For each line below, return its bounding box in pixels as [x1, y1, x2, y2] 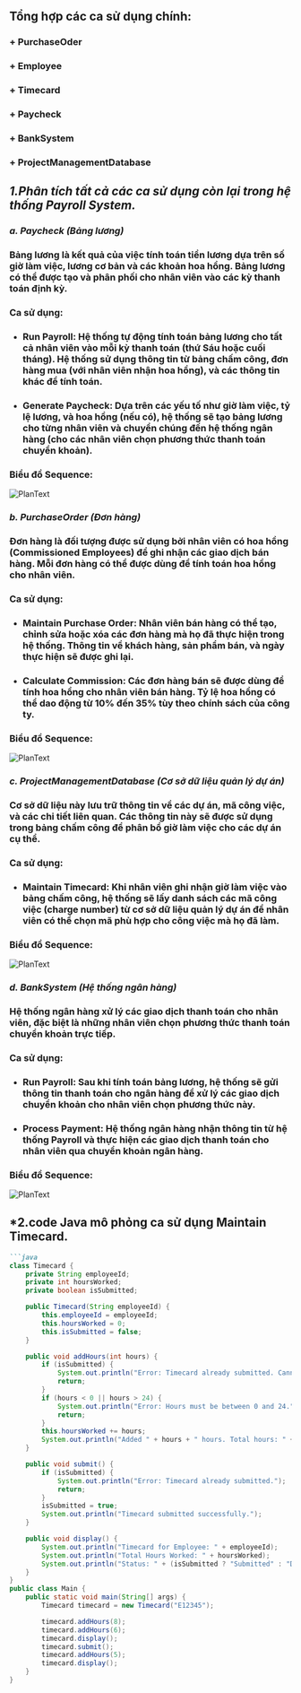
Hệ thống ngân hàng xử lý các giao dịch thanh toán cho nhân [9, 1005, 279, 1018]
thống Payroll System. [9, 198, 136, 213]
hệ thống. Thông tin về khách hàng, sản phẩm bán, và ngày [21, 638, 285, 651]
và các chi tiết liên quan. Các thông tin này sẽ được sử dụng [9, 810, 273, 822]
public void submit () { [25, 1460, 115, 1469]
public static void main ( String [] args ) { [25, 1593, 186, 1602]
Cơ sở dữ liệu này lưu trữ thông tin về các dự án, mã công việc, [9, 799, 285, 812]
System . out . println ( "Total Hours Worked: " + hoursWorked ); [41, 1550, 271, 1560]
